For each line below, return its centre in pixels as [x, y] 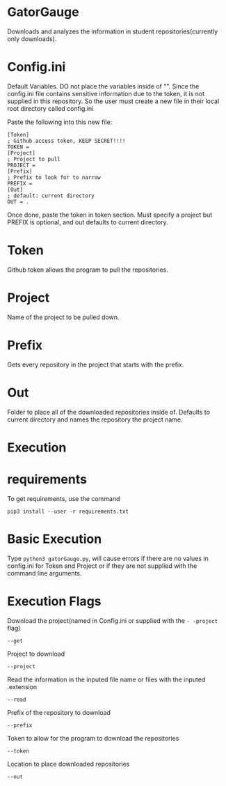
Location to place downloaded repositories [68, 764]
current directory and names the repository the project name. [95, 419]
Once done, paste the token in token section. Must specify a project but [110, 215]
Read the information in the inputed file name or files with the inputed [106, 679]
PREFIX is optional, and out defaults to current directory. [88, 222]
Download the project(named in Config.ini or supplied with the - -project [113, 620]
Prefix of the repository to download [59, 712]
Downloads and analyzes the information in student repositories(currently [113, 31]
